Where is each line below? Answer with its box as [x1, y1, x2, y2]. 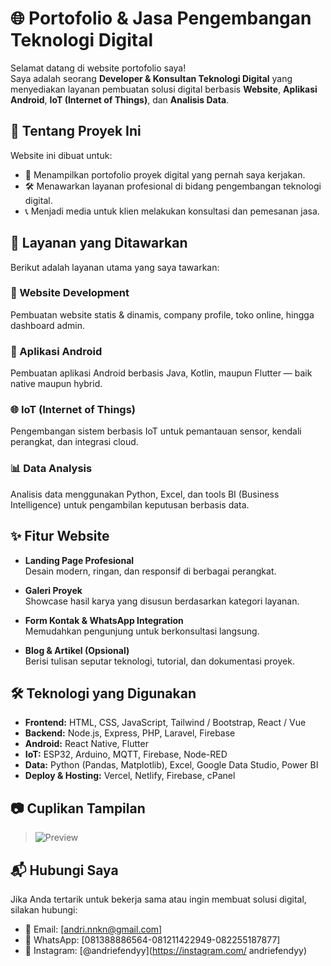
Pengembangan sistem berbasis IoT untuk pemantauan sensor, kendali [10, 425, 302, 437]
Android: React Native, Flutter [24, 738, 149, 750]
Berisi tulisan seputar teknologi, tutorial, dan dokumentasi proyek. [24, 655, 295, 667]
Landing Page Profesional [24, 554, 135, 566]
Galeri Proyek [24, 584, 83, 596]
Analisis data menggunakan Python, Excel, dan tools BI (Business [10, 488, 280, 500]
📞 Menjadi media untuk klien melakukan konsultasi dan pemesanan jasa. [24, 205, 320, 217]
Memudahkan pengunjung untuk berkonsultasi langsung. [24, 625, 260, 637]
